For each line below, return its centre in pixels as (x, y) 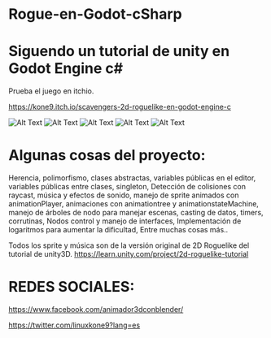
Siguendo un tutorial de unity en (119, 52)
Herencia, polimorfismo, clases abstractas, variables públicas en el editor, (132, 178)
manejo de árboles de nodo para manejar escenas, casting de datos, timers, (136, 213)
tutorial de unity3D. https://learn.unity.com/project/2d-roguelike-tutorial (129, 254)
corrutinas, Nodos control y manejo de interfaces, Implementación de (125, 221)
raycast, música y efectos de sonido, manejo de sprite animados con (124, 195)
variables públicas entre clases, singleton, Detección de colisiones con (127, 187)
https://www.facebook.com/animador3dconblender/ (96, 309)
